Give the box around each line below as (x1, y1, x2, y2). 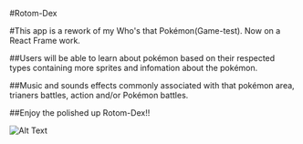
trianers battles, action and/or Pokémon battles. (9, 90, 189, 100)
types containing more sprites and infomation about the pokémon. (9, 63, 258, 73)
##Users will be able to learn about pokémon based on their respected (9, 53, 276, 63)
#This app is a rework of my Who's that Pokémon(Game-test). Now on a (9, 26, 281, 36)
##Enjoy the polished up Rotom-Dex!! (9, 108, 151, 118)
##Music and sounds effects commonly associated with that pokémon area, (9, 80, 295, 90)
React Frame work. (9, 36, 80, 46)
